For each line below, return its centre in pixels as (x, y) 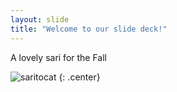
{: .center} (79, 77)
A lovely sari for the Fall (59, 57)
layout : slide (40, 19)
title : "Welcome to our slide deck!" (89, 29)
